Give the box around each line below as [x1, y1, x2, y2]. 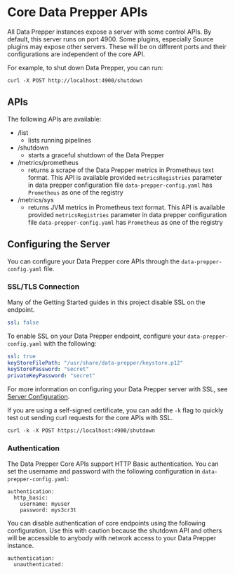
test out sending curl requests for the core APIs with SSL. [7, 414, 173, 422]
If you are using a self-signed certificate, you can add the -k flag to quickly [7, 406, 224, 415]
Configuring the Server [7, 238, 111, 250]
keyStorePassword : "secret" [7, 366, 90, 373]
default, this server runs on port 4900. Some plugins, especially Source [7, 34, 214, 43]
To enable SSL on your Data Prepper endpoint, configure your [7, 332, 186, 340]
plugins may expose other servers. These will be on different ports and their [7, 42, 227, 51]
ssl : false [7, 319, 39, 326]
